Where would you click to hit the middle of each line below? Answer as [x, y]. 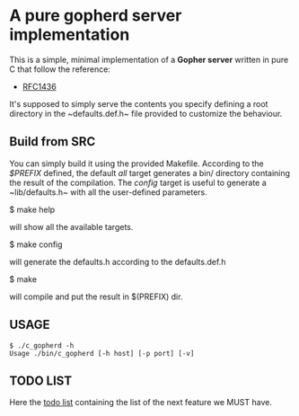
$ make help [32, 209]
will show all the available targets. [71, 226]
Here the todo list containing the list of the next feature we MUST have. [141, 403]
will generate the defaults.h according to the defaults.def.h [118, 261]
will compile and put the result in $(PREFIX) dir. [96, 297]
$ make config [36, 244]
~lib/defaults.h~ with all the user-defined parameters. [109, 192]
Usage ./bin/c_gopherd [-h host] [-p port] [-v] [102, 353]
